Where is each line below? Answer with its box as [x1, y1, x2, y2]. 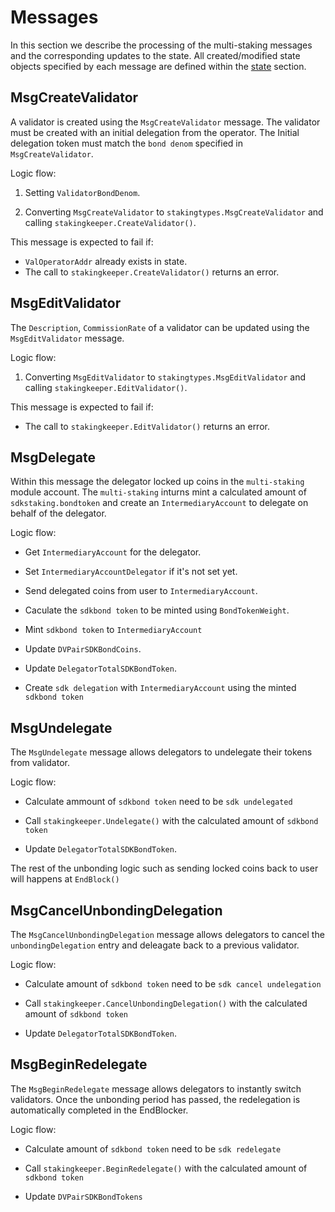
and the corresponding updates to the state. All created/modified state [10, 49, 301, 61]
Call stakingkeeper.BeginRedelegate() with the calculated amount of [24, 1162, 308, 1174]
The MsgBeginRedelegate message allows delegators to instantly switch [10, 1082, 302, 1095]
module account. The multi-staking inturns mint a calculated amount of [10, 486, 307, 498]
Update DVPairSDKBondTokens [24, 1190, 143, 1202]
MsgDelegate [10, 449, 96, 466]
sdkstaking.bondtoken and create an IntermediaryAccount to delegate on [10, 497, 309, 509]
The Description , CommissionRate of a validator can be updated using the [10, 321, 310, 333]
